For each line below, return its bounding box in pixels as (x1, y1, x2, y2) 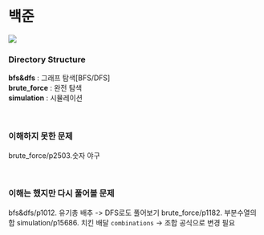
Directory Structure (8, 54, 86, 65)
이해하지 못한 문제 (8, 131, 74, 142)
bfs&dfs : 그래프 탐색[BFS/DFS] (8, 73, 111, 83)
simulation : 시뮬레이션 (8, 93, 83, 103)
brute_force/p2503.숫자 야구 (8, 150, 100, 160)
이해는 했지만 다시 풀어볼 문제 (8, 188, 115, 199)
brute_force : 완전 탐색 (8, 83, 83, 93)
